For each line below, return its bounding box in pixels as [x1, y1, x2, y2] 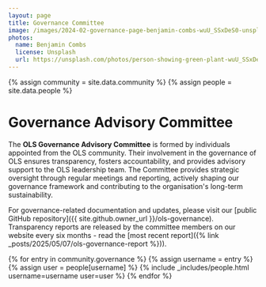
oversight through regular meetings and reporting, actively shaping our [8, 173, 240, 183]
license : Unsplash [15, 48, 77, 56]
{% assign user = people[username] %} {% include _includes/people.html [8, 262, 249, 272]
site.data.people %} [8, 85, 73, 95]
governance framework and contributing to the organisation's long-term [8, 181, 244, 191]
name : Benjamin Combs [15, 41, 87, 49]
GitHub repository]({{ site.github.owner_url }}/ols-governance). [8, 213, 214, 223]
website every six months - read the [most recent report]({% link [8, 230, 219, 240]
